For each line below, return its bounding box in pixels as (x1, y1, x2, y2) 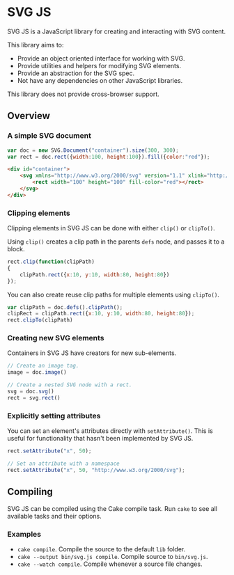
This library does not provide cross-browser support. (7, 90, 160, 98)
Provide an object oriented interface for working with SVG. (17, 54, 185, 63)
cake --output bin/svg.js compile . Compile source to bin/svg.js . (17, 552, 208, 560)
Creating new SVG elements (7, 333, 104, 343)
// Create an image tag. (7, 363, 79, 370)
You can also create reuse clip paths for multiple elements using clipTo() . (7, 290, 219, 299)
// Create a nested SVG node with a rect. (7, 381, 132, 388)
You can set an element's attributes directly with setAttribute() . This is (7, 427, 214, 435)
